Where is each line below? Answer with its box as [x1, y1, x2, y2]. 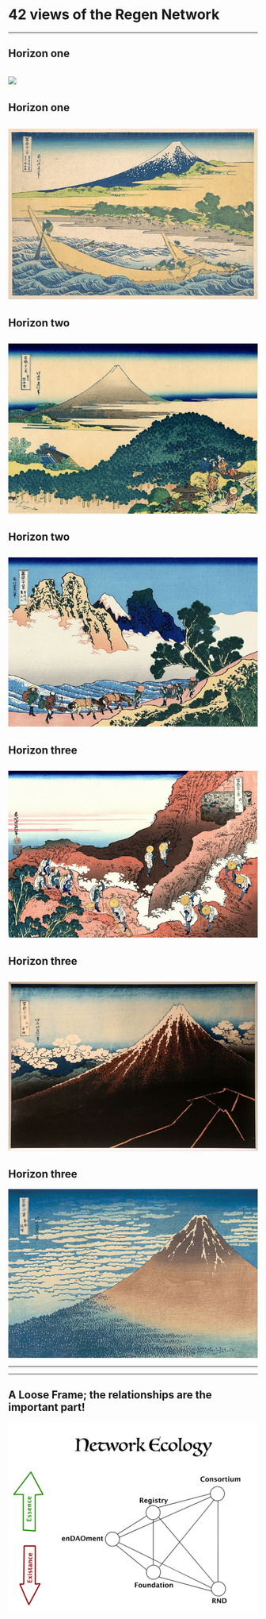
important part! [8, 1401, 85, 1414]
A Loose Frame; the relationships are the [8, 1388, 212, 1402]
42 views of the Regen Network [8, 6, 220, 24]
